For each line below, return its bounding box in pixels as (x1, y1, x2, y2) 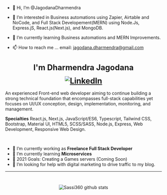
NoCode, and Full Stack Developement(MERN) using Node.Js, (12, 20, 140, 25)
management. (5, 106, 34, 112)
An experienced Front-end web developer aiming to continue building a (5, 90, 152, 97)
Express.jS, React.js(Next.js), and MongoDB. (12, 25, 103, 31)
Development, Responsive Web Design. (5, 126, 86, 132)
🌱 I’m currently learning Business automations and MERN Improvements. (12, 35, 161, 40)
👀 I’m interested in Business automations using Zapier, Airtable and (12, 14, 150, 20)
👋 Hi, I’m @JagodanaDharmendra (12, 5, 81, 10)
